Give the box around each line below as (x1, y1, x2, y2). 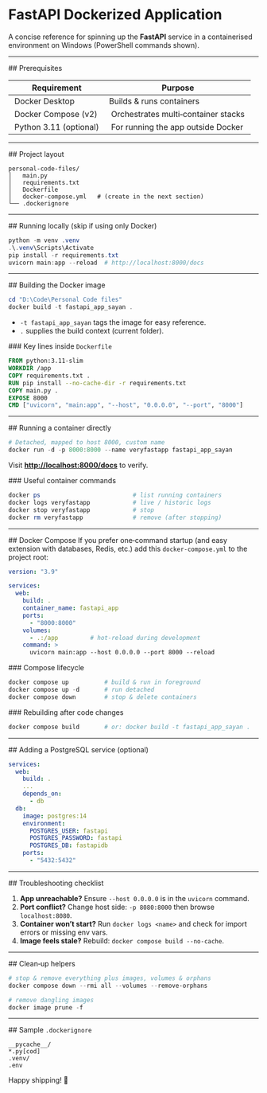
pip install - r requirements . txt (8, 251, 119, 260)
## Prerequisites (8, 63, 63, 72)
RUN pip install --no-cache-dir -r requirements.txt (8, 379, 187, 387)
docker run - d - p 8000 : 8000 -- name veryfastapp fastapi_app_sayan (8, 446, 233, 455)
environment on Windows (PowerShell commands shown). (8, 40, 200, 49)
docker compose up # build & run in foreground (8, 678, 201, 686)
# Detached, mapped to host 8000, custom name (8, 439, 165, 447)
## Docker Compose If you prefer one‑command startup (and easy (8, 535, 228, 545)
